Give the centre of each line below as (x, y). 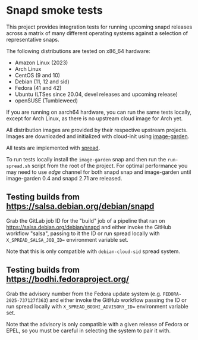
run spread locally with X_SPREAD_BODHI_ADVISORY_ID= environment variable (97, 306)
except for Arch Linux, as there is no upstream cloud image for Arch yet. (95, 118)
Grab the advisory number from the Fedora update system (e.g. (84, 294)
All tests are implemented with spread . (53, 148)
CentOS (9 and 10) (37, 75)
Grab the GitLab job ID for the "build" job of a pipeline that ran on (86, 220)
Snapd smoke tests (54, 10)
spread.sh (18, 166)
